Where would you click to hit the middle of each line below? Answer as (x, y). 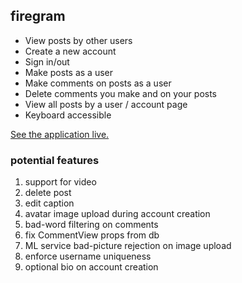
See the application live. (60, 134)
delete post (48, 193)
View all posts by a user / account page (106, 104)
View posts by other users (78, 40)
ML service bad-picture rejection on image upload (128, 246)
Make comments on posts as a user (98, 83)
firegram (38, 16)
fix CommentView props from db (92, 235)
